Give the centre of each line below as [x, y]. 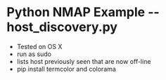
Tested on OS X [39, 46]
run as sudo [34, 54]
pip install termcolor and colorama [66, 69]
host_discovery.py [62, 27]
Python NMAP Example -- [83, 12]
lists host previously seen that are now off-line [84, 61]
